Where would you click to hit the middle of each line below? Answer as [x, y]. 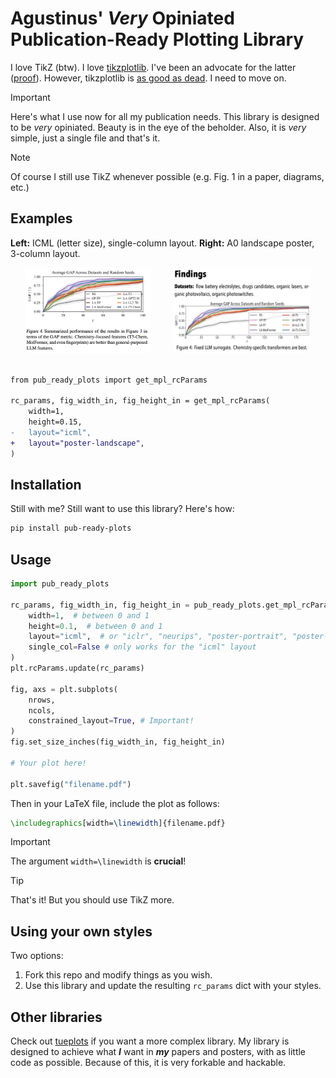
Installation [46, 484]
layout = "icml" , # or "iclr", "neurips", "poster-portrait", [158, 637]
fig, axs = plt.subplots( [64, 689]
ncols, [42, 710]
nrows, [42, 700]
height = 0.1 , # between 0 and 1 [95, 626]
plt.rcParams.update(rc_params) [77, 668]
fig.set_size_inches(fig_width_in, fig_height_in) [118, 742]
